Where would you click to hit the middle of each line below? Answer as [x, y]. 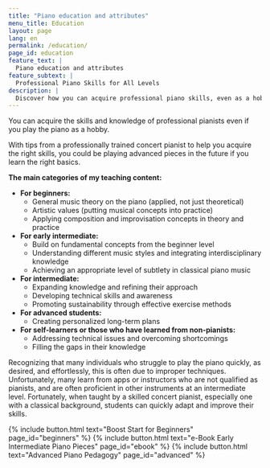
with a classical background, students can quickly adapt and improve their [131, 405]
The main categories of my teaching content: [85, 178]
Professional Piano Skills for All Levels [88, 83]
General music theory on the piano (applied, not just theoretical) [138, 202]
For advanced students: [61, 313]
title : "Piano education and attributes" [79, 16]
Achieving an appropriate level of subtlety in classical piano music [141, 270]
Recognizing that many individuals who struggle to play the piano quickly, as [135, 363]
